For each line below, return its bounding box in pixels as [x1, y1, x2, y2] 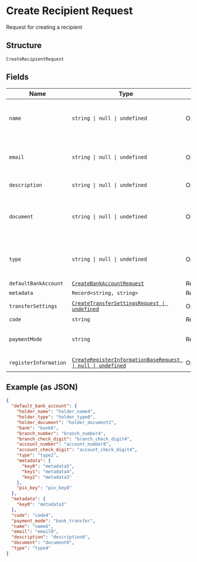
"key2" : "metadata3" [21, 474, 72, 480]
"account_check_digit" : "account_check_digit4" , [16, 447, 138, 453]
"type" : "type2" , [16, 452, 59, 459]
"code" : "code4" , [11, 512, 54, 518]
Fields [6, 72, 29, 82]
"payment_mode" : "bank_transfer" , [11, 518, 96, 524]
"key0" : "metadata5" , [21, 463, 75, 469]
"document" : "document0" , [11, 540, 75, 546]
